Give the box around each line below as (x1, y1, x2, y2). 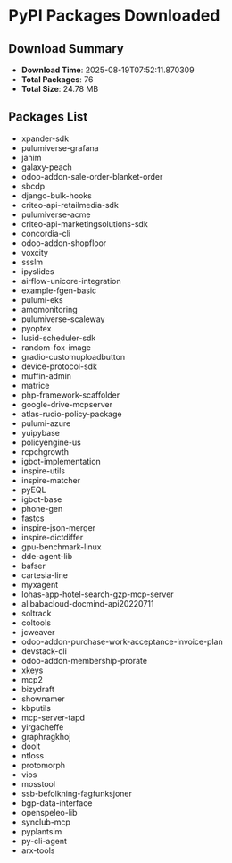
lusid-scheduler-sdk (21, 332, 96, 343)
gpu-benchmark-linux (21, 541, 102, 552)
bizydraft (21, 683, 55, 694)
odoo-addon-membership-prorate (21, 655, 148, 666)
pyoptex (21, 323, 52, 333)
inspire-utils (21, 465, 66, 476)
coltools (21, 617, 51, 628)
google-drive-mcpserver (21, 398, 113, 409)
